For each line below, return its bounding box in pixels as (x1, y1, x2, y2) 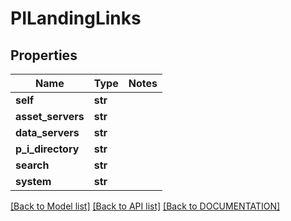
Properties (10, 47, 78, 64)
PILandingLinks (10, 7, 142, 30)
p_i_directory (15, 142, 80, 156)
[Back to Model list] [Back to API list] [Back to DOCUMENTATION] (10, 200, 281, 212)
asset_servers (15, 110, 85, 123)
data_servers (15, 126, 80, 139)
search (15, 158, 50, 172)
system (15, 175, 52, 188)
